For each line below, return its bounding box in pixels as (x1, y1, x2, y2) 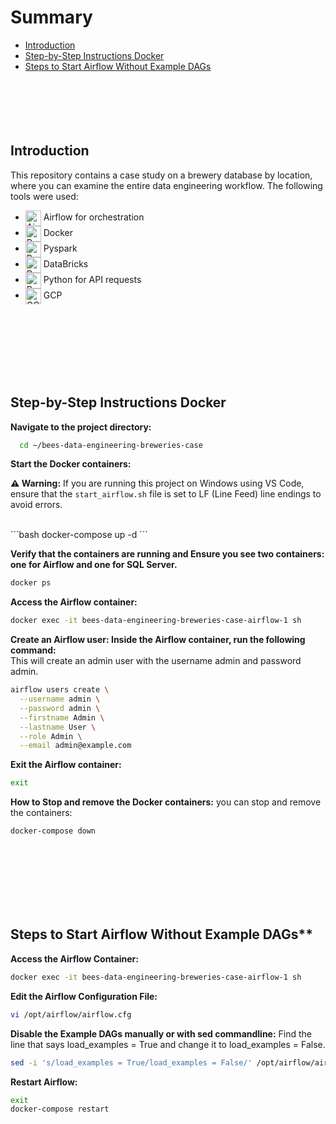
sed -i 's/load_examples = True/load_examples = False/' (10, 1057, 253, 1068)
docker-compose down (10, 826, 97, 836)
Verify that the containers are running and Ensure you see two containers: (10, 548, 325, 560)
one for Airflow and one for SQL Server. (10, 559, 178, 571)
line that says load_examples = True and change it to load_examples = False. (10, 1038, 326, 1050)
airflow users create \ (10, 685, 110, 695)
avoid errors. (10, 499, 63, 511)
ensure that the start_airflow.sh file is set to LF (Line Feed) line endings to (10, 488, 322, 500)
